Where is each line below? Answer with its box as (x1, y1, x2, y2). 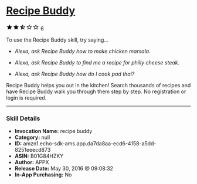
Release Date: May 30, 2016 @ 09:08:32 (14, 165, 113, 172)
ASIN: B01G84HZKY (14, 152, 64, 159)
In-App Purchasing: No (14, 171, 72, 178)
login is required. (6, 94, 47, 101)
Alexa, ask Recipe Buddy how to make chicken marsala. (14, 47, 151, 54)
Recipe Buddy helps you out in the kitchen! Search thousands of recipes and (6, 81, 191, 88)
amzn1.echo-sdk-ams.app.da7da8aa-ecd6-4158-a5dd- (23, 140, 157, 147)
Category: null (14, 134, 50, 141)
